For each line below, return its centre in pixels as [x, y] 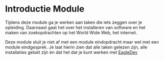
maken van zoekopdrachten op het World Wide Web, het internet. [71, 32]
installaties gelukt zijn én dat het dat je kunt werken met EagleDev [71, 52]
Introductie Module [45, 9]
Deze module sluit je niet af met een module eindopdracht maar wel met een [82, 42]
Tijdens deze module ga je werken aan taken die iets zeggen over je [74, 22]
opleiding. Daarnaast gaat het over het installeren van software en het [75, 27]
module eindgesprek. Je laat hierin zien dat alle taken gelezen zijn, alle [76, 47]
